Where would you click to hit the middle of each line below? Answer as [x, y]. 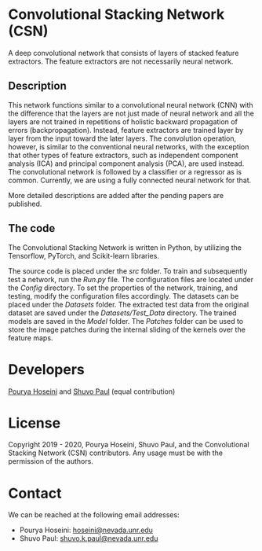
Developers [46, 369]
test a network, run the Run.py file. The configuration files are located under [131, 279]
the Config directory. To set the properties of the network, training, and [123, 288]
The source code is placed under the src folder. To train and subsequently [128, 271]
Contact [35, 493]
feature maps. [31, 338]
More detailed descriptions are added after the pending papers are [116, 195]
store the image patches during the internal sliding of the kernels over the [127, 329]
